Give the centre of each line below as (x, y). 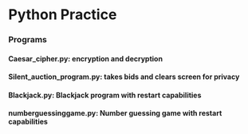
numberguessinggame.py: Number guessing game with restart (115, 113)
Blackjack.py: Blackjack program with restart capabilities (105, 95)
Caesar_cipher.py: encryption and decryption (86, 58)
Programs (28, 40)
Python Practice (63, 15)
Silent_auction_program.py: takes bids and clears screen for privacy (124, 77)
